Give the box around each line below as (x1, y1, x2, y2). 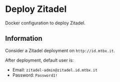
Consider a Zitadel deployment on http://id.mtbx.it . (5, 47, 116, 53)
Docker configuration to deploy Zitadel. (5, 20, 86, 26)
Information (5, 34, 43, 43)
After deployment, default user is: (5, 57, 74, 63)
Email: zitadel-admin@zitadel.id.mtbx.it (12, 67, 98, 73)
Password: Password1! (12, 72, 58, 78)
